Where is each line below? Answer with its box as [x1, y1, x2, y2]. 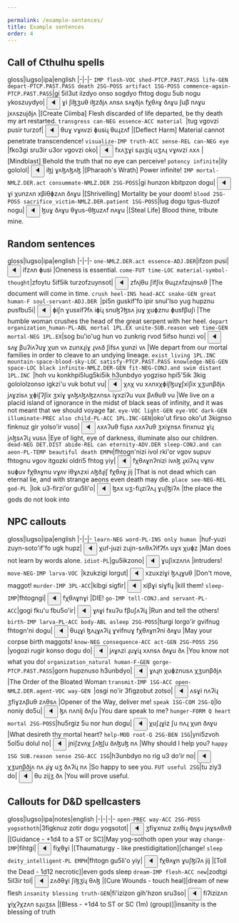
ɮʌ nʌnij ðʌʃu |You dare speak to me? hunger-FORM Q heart [59, 706, 231, 715]
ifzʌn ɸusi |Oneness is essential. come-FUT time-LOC [22, 265, 174, 274]
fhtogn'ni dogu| [7, 626, 54, 635]
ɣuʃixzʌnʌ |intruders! [161, 556, 223, 564]
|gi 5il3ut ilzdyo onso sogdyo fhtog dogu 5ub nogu [52, 89, 201, 98]
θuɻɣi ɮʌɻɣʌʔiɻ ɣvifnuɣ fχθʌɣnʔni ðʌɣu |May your [69, 626, 213, 635]
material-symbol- [176, 267, 228, 274]
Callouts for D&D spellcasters [7, 796, 141, 808]
